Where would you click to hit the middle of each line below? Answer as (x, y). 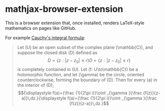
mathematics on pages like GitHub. (41, 28)
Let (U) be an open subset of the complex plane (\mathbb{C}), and (85, 47)
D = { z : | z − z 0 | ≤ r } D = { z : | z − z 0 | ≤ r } (89, 61)
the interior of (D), (36, 85)
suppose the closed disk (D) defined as (57, 53)
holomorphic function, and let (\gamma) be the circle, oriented (81, 74)
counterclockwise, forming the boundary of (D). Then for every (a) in (87, 80)
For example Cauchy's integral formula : (45, 38)
